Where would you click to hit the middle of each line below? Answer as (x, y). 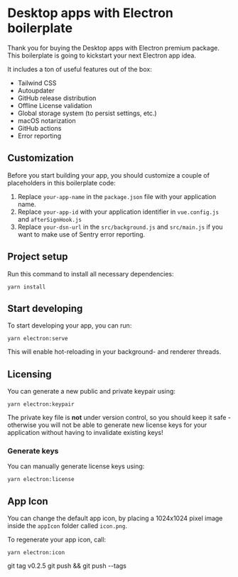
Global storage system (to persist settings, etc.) (87, 113)
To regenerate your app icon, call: (57, 540)
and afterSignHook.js (49, 219)
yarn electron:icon (36, 553)
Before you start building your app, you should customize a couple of (108, 175)
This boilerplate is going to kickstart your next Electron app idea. (102, 55)
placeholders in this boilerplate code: (61, 183)
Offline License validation (55, 105)
